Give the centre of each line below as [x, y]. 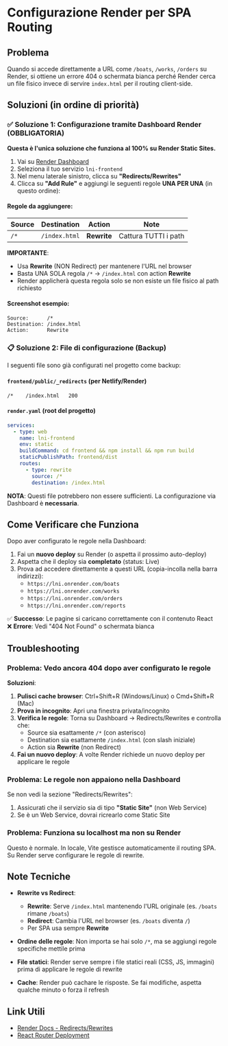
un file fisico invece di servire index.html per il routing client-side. [100, 83]
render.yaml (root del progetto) [51, 411]
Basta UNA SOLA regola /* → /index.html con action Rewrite [104, 273]
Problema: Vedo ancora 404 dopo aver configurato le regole [109, 668]
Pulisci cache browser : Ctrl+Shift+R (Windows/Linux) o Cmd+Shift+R [115, 696]
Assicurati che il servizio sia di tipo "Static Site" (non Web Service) [112, 808]
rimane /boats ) [48, 914]
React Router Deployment [53, 1035]
